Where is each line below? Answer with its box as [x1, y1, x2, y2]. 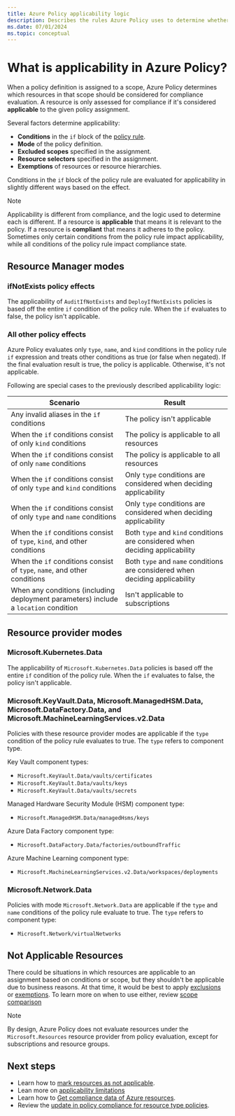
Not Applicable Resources [7, 949, 124, 961]
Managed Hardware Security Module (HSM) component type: [7, 800, 185, 808]
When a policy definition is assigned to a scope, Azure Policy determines [7, 83, 218, 92]
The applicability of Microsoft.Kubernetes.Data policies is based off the [7, 663, 213, 672]
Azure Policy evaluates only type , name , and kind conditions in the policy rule [7, 346, 227, 354]
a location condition [10, 603, 78, 613]
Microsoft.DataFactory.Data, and [7, 705, 122, 714]
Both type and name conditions [124, 557, 224, 567]
